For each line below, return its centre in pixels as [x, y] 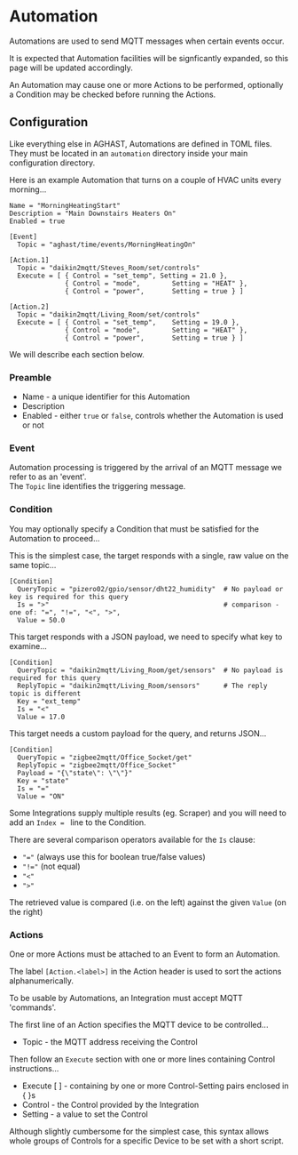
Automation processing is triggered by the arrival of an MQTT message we [145, 468]
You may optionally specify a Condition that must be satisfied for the [134, 529]
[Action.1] [29, 260]
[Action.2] [29, 307]
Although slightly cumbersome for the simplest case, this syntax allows [139, 1131]
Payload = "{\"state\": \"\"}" [75, 773]
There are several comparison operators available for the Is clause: [132, 839]
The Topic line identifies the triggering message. [98, 486]
